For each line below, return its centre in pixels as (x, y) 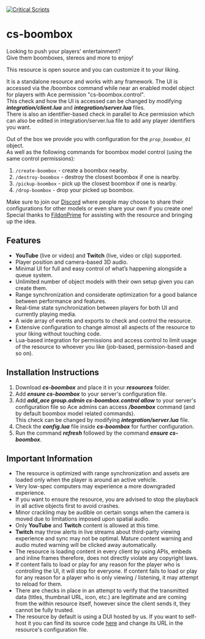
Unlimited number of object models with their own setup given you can (104, 281)
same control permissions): (41, 158)
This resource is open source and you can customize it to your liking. (93, 69)
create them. (31, 288)
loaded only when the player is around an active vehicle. (86, 480)
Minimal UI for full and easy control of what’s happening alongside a (101, 268)
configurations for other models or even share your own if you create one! (100, 208)
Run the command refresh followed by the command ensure (92, 433)
